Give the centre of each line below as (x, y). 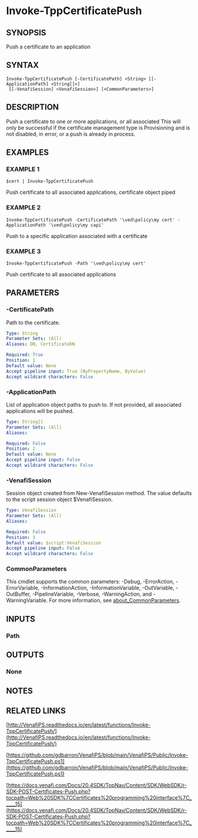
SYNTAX (23, 65)
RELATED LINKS (36, 710)
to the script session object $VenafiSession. (60, 500)
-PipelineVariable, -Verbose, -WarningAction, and (92, 594)
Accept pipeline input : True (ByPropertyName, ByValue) (76, 371)
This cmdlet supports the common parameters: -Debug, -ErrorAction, (90, 582)
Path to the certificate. (33, 322)
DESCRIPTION (32, 107)
